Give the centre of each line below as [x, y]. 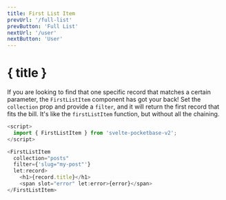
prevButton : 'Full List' [43, 26]
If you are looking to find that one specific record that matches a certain [109, 92]
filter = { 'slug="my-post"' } [52, 165]
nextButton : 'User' [35, 39]
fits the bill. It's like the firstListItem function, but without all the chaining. [113, 114]
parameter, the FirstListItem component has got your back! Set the [104, 100]
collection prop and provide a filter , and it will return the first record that [113, 107]
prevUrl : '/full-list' [40, 20]
